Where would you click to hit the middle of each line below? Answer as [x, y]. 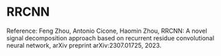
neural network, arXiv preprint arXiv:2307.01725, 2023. [84, 45]
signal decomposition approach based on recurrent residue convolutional [110, 38]
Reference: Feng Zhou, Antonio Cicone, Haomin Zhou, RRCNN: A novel [107, 31]
